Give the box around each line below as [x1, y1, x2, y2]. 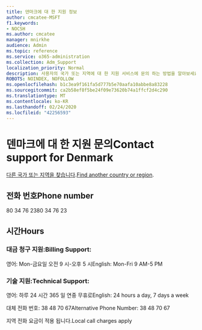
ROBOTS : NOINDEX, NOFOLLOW [6, 76, 74, 82]
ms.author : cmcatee [6, 31, 55, 37]
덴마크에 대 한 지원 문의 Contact [6, 137, 155, 151]
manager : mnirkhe [6, 37, 50, 43]
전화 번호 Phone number [6, 190, 94, 201]
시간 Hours [6, 226, 44, 236]
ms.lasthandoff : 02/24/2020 [6, 104, 77, 110]
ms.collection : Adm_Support [6, 59, 77, 65]
